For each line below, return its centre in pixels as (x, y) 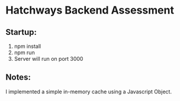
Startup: (21, 32)
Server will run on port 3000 (49, 59)
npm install (28, 46)
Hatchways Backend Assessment (90, 10)
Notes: (18, 77)
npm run (24, 53)
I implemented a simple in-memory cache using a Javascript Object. (89, 92)
